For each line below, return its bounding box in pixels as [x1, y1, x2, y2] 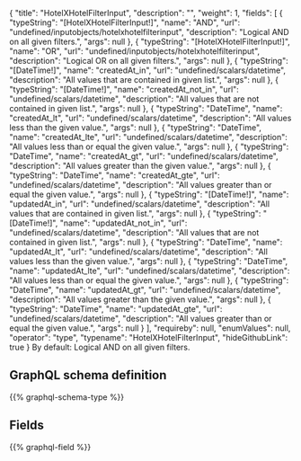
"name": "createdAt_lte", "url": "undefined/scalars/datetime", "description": [9, 132, 288, 142]
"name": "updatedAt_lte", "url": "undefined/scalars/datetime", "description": [9, 265, 290, 276]
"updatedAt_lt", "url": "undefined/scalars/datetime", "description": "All [9, 246, 268, 257]
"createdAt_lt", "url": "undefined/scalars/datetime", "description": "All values [9, 112, 292, 123]
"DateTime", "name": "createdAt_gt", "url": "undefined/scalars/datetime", [9, 151, 279, 161]
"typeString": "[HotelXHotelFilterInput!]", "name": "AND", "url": [9, 17, 241, 28]
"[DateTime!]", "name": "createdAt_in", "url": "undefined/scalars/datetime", [9, 65, 286, 75]
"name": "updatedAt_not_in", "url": [59, 217, 188, 228]
